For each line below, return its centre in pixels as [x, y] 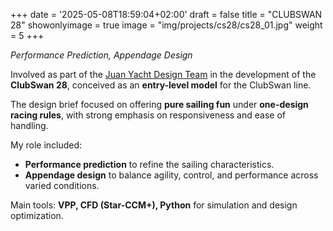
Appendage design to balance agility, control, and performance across [171, 175]
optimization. [37, 215]
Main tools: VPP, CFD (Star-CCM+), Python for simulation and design [154, 205]
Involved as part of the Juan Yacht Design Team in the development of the [163, 74]
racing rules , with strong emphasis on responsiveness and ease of [148, 115]
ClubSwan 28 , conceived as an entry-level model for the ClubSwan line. [161, 85]
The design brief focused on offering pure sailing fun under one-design [159, 104]
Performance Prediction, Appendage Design [101, 55]
